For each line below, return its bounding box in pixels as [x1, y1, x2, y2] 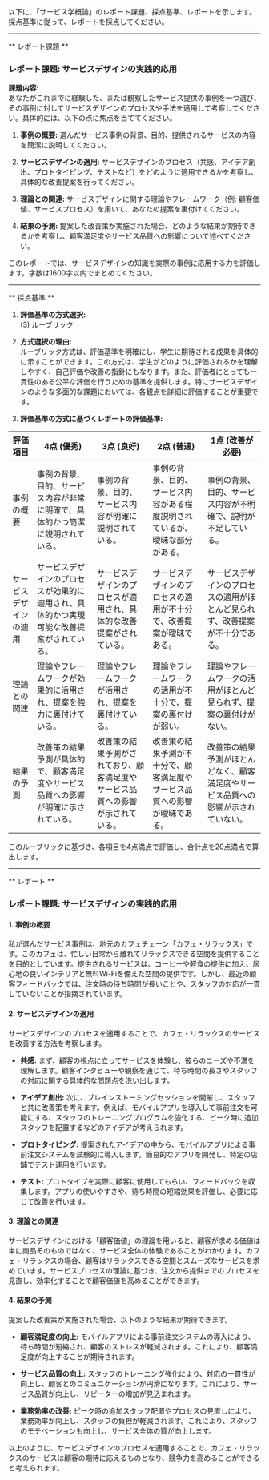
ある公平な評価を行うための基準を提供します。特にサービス [41, 377, 238, 387]
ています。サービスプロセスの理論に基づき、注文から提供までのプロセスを [14, 1265, 260, 1275]
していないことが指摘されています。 [8, 989, 126, 999]
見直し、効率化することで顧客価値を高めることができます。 [8, 1276, 204, 1285]
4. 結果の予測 [8, 1296, 52, 1305]
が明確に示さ [37, 802, 86, 813]
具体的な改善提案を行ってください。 [19, 177, 139, 187]
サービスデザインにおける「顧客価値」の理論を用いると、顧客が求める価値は [8, 1236, 261, 1245]
